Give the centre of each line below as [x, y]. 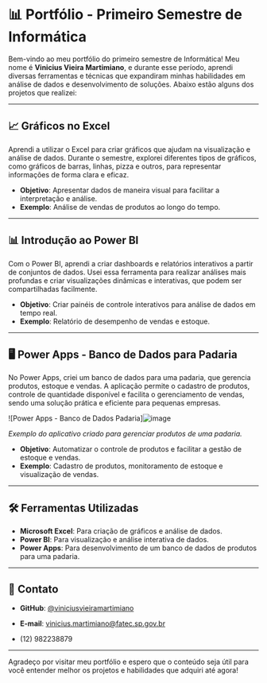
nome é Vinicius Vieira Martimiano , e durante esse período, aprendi [120, 67]
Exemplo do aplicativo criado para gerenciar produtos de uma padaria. [125, 434]
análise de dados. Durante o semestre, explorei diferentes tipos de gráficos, [132, 157]
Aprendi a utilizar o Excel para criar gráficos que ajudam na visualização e [130, 149]
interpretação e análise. [58, 198]
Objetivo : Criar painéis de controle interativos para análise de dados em [137, 304]
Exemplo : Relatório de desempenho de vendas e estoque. [115, 321]
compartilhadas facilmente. [53, 289]
